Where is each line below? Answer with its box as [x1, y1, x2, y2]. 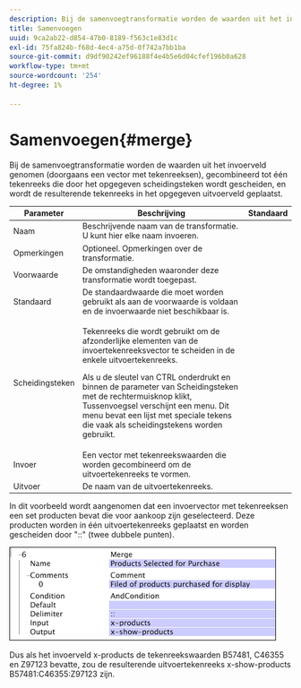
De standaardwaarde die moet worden [82, 287, 224, 297]
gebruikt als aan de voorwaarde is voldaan [82, 297, 239, 307]
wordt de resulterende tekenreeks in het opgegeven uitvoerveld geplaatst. [9, 188, 284, 199]
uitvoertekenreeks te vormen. [82, 469, 191, 479]
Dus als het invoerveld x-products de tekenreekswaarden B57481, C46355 [9, 649, 285, 660]
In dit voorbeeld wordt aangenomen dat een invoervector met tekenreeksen [9, 501, 288, 512]
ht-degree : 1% [9, 81, 63, 90]
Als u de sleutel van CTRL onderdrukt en [82, 372, 231, 383]
